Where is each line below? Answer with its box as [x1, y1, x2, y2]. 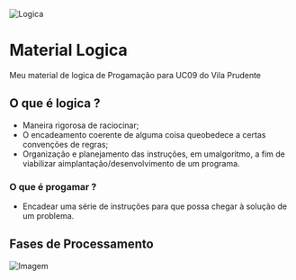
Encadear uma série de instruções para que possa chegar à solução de [22, 201, 288, 212]
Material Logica [9, 41, 128, 60]
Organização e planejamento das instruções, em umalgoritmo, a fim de [22, 149, 285, 159]
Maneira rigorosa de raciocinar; [22, 120, 139, 131]
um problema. [22, 211, 75, 221]
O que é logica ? [9, 95, 101, 112]
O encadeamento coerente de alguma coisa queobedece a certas [22, 129, 266, 140]
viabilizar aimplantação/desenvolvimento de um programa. [22, 158, 240, 168]
